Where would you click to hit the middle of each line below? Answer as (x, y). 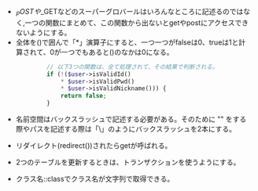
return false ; (83, 96)
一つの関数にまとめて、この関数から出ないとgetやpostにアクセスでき (137, 23)
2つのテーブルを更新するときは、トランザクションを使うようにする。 (128, 162)
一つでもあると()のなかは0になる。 (117, 52)
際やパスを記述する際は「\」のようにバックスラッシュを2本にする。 (126, 129)
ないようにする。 (43, 32)
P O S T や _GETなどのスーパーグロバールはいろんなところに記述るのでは (129, 13)
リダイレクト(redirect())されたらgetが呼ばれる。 (94, 146)
